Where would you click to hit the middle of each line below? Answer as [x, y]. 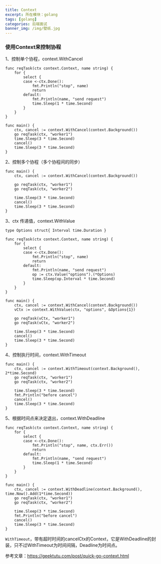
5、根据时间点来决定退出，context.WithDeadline [55, 418]
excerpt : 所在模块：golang [31, 15]
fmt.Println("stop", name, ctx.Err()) [72, 445]
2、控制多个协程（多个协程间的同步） [44, 162]
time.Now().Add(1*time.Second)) [39, 494]
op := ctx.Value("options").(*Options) [73, 274]
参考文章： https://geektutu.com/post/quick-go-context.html [67, 556]
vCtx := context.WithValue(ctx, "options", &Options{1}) [75, 310]
